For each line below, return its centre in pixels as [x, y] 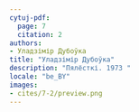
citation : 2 [40, 34]
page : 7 [32, 26]
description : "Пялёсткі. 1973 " [70, 69]
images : [24, 85]
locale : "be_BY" [40, 77]
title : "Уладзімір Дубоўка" [62, 60]
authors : [26, 43]
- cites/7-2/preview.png [56, 93]
